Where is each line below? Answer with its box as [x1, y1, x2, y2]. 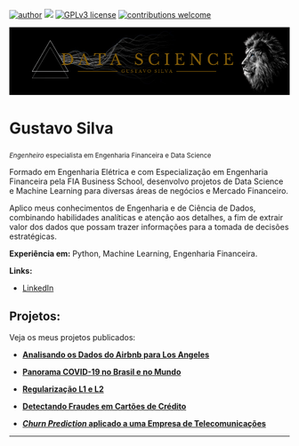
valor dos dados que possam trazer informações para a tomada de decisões [9, 222, 289, 233]
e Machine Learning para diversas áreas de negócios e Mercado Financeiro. [9, 186, 289, 196]
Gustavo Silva [9, 118, 114, 138]
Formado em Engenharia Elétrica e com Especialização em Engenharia [9, 167, 269, 178]
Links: [9, 266, 33, 276]
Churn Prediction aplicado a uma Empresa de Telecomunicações [21, 418, 267, 429]
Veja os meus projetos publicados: [9, 332, 136, 343]
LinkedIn [21, 283, 54, 293]
